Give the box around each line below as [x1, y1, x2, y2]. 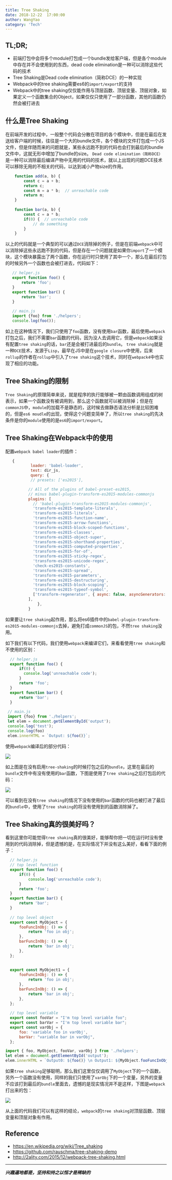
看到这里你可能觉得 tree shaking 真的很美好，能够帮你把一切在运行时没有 [5, 835, 159, 841]
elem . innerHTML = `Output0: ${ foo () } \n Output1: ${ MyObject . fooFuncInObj [5, 1058, 168, 1063]
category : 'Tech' [5, 22, 42, 27]
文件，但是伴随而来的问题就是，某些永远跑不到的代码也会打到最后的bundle [5, 144, 164, 150]
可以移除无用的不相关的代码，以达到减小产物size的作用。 [5, 163, 126, 170]
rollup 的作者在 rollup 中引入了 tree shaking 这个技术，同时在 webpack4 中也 [5, 354, 160, 360]
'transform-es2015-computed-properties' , [32, 544, 123, 549]
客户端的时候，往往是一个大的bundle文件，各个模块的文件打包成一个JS [14, 137, 165, 144]
